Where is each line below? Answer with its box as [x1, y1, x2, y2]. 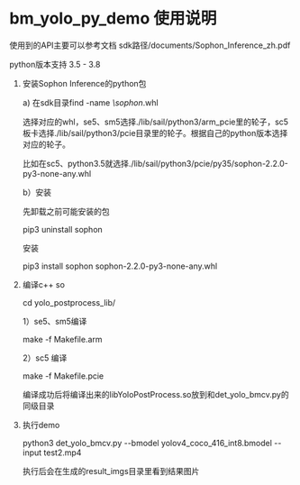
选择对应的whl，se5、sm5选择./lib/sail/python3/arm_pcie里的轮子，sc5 [22, 116, 289, 127]
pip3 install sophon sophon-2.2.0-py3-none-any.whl [22, 261, 218, 271]
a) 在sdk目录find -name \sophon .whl [22, 96, 159, 108]
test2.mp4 [43, 447, 82, 458]
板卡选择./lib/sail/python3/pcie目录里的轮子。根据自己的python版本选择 [22, 127, 288, 138]
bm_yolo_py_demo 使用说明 [9, 8, 217, 29]
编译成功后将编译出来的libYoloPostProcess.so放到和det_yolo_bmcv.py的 [22, 389, 290, 399]
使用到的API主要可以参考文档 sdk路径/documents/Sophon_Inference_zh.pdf [9, 40, 291, 50]
